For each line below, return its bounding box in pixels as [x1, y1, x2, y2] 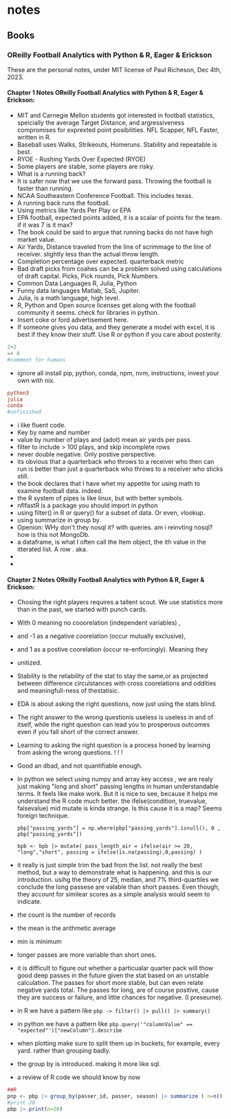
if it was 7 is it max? [16, 221, 74, 229]
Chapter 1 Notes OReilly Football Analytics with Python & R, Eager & [7, 89, 204, 97]
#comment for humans [7, 356, 67, 363]
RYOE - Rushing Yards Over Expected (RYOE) [16, 155, 146, 164]
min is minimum [16, 938, 62, 946]
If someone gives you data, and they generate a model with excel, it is [16, 323, 215, 331]
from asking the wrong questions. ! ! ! [16, 749, 123, 757]
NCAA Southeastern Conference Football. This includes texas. [16, 192, 194, 200]
